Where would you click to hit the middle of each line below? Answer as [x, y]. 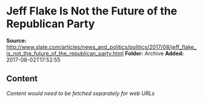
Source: [17, 40]
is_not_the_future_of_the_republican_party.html [65, 53]
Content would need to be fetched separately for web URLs [81, 93]
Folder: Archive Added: [155, 53]
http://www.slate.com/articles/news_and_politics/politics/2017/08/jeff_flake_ [101, 47]
